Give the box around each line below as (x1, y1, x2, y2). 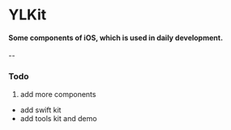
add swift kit (19, 105, 62, 115)
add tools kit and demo (19, 113, 97, 123)
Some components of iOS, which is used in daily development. (8, 32, 224, 42)
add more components (19, 89, 96, 99)
